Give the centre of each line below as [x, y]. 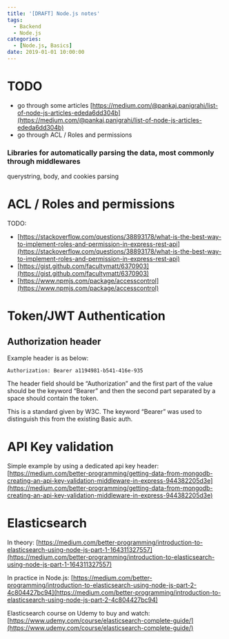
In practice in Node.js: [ [40, 578]
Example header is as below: [48, 358]
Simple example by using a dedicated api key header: [83, 466]
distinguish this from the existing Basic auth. [70, 419]
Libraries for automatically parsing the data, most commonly [111, 153]
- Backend [27, 26]
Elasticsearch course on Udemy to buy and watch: [79, 613]
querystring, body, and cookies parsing [63, 176]
